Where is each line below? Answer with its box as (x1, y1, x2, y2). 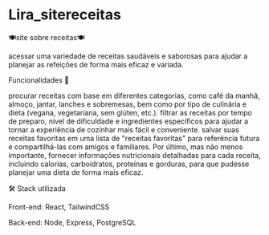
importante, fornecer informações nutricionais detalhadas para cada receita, (8, 150, 261, 160)
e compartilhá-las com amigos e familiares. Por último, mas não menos (8, 142, 243, 152)
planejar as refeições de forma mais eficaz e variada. (8, 59, 184, 69)
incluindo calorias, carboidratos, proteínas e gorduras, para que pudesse (8, 159, 250, 168)
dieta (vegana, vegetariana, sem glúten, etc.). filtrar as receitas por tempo (8, 107, 253, 117)
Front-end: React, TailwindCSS (8, 202, 110, 212)
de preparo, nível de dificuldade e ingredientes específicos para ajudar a (8, 116, 249, 126)
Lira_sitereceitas (8, 6, 122, 24)
